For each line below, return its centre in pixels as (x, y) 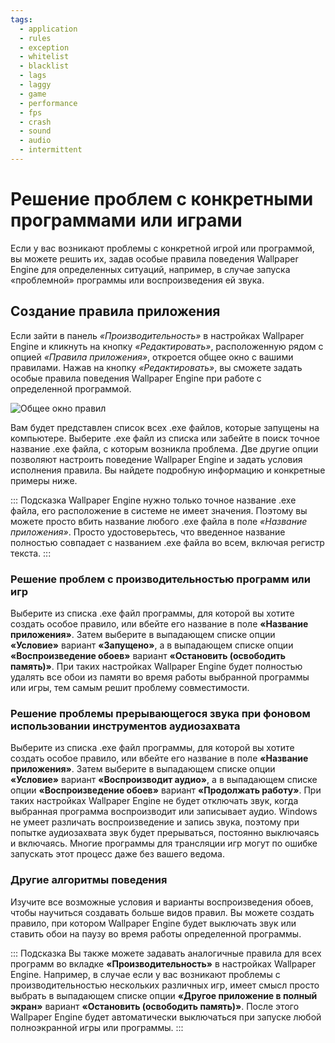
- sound (35, 131)
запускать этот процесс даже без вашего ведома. (118, 854)
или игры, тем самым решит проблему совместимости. (130, 687)
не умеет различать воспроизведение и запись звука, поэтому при (155, 822)
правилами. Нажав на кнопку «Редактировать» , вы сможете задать (156, 367)
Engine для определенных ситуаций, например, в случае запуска (150, 269)
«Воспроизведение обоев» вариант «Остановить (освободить (148, 655)
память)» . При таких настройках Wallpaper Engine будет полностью (156, 666)
